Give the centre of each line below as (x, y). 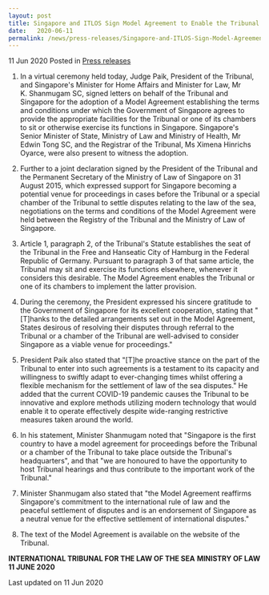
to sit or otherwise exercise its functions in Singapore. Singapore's (129, 127)
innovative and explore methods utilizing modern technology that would (138, 403)
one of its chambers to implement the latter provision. (108, 286)
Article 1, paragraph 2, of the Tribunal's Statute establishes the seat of (135, 244)
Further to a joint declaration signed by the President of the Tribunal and (139, 168)
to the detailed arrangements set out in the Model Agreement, (153, 319)
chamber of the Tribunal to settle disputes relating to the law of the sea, (138, 203)
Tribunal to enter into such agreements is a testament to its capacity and (139, 369)
